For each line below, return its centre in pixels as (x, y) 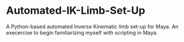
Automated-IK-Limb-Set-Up (76, 11)
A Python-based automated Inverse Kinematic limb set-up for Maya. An (92, 26)
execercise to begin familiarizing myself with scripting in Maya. (82, 32)
